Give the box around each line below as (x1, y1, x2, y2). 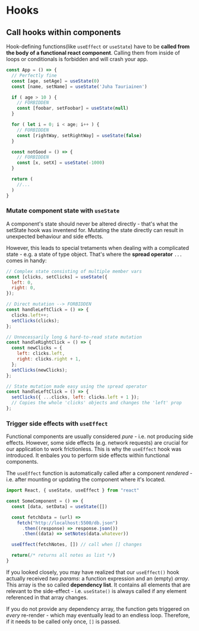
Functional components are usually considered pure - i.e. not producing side (6, 433, 194, 440)
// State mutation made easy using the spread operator (6, 383, 147, 389)
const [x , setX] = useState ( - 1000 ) (17, 160, 105, 166)
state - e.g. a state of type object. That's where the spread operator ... (6, 251, 182, 258)
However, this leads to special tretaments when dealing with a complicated (6, 244, 189, 251)
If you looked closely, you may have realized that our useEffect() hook (6, 568, 179, 576)
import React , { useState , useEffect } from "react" (6, 487, 140, 493)
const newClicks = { (11, 345, 62, 351)
